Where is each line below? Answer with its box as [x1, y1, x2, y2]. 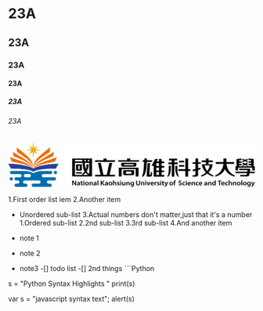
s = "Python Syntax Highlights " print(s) [8, 279, 135, 288]
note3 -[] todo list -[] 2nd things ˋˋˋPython [19, 263, 155, 273]
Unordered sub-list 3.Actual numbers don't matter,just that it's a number [19, 209, 253, 219]
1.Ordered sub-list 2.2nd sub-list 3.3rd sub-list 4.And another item [19, 218, 232, 227]
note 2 [19, 248, 41, 258]
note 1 [19, 233, 39, 243]
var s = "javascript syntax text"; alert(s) [8, 294, 135, 303]
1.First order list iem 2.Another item [8, 194, 121, 204]
